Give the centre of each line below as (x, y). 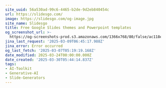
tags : (11, 64)
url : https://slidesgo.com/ (34, 14)
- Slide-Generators (25, 78)
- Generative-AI (22, 73)
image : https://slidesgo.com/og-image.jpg (49, 19)
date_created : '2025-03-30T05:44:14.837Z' (49, 60)
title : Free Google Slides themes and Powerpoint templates (68, 28)
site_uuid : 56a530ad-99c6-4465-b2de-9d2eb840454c (57, 10)
